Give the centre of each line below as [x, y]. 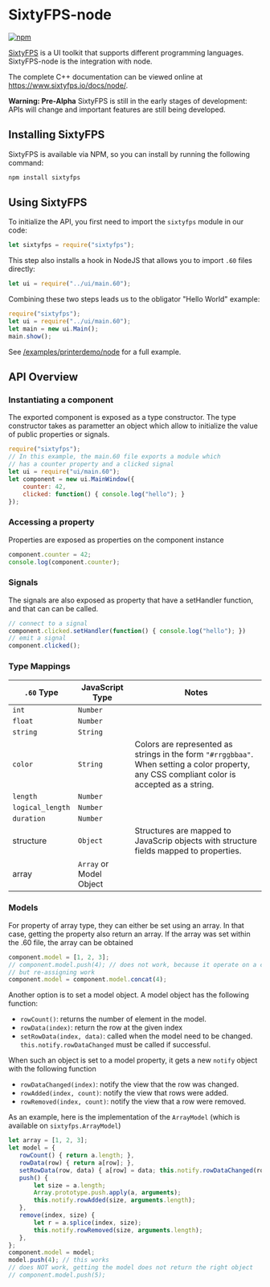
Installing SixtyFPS [57, 135]
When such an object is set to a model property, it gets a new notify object [133, 1060]
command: [26, 162]
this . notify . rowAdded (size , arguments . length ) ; [115, 1200]
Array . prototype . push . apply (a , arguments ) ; [107, 1193]
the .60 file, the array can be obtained [71, 942]
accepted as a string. [174, 784]
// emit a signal [37, 638]
